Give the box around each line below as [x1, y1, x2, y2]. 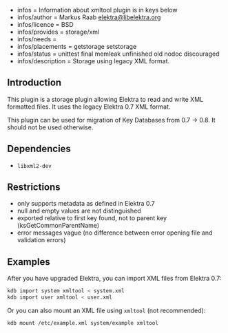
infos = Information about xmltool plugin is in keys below [17, 6, 178, 14]
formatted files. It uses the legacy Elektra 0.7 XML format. [7, 103, 171, 111]
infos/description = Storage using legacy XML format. [17, 57, 170, 65]
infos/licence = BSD [17, 21, 74, 28]
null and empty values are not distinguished [17, 206, 141, 215]
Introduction [7, 77, 62, 89]
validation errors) [17, 236, 67, 244]
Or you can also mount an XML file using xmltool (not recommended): [7, 306, 206, 314]
